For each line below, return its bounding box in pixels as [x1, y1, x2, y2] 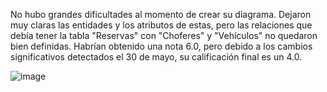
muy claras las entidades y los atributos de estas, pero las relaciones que [10, 19, 313, 31]
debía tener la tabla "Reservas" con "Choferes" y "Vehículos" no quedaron [10, 30, 318, 41]
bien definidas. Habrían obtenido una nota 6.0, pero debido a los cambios [10, 40, 313, 52]
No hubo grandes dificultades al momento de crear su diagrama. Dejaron [10, 9, 312, 20]
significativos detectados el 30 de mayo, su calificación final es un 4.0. [10, 51, 303, 63]
